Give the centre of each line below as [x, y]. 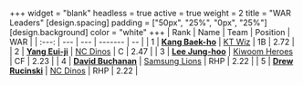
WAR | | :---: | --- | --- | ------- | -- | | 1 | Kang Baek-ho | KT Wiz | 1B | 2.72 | [152, 42]
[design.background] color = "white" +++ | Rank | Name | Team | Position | [150, 32]
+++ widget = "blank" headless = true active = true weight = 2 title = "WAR [151, 13]
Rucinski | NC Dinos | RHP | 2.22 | [74, 71]
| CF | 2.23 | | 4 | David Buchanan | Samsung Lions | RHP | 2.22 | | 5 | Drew [151, 61]
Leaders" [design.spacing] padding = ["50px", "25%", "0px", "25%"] [138, 23]
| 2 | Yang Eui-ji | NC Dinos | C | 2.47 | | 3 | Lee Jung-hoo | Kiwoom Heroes [151, 52]
